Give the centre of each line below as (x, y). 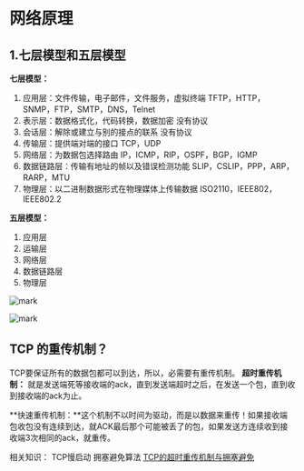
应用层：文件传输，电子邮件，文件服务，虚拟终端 (114, 98)
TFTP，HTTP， (236, 98)
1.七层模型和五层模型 (68, 55)
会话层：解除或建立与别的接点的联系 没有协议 (107, 132)
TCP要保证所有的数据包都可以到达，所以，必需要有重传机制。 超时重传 (142, 373)
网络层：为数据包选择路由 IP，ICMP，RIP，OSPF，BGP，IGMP (140, 155)
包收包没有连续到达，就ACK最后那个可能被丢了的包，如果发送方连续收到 (145, 426)
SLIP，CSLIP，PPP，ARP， (243, 166)
